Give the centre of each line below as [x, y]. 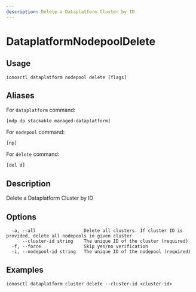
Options [22, 217]
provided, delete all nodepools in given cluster [69, 236]
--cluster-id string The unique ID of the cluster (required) [105, 241]
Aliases [20, 96]
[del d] [16, 165]
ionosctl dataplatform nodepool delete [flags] [67, 77]
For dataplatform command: [41, 110]
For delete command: [33, 154]
